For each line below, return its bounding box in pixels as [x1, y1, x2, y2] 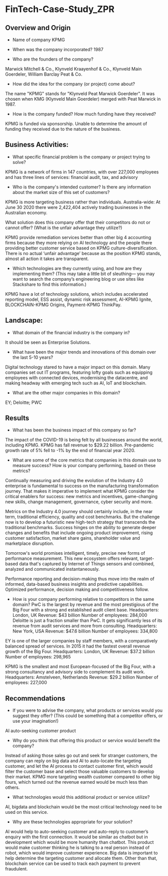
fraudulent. [5, 866, 28, 872]
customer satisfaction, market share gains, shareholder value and [5, 535, 140, 541]
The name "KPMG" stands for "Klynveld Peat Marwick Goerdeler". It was [5, 91, 155, 96]
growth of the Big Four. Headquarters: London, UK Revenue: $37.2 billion [5, 648, 155, 654]
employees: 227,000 [5, 680, 47, 686]
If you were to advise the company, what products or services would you [12, 708, 163, 714]
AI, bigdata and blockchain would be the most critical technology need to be [5, 804, 162, 810]
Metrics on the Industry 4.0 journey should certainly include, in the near [5, 509, 153, 515]
